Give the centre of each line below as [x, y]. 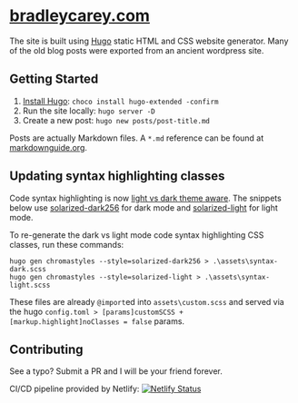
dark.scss [28, 269]
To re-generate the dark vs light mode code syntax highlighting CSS [137, 235]
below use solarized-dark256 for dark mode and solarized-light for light [144, 207]
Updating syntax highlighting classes [117, 177]
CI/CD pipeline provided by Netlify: [74, 389]
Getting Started [54, 79]
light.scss [30, 285]
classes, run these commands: [67, 244]
